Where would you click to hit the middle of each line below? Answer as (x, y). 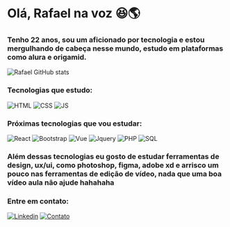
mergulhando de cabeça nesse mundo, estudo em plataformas (115, 49)
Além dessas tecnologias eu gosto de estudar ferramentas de (113, 157)
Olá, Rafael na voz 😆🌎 (74, 14)
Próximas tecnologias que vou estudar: (75, 124)
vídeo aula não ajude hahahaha (61, 183)
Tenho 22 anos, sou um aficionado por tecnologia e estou (106, 40)
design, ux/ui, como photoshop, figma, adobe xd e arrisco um (113, 165)
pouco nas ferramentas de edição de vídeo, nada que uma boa (115, 174)
